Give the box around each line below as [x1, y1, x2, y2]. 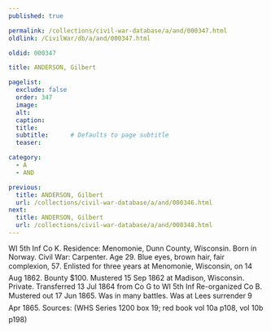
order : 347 [15, 94, 53, 102]
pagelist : [8, 78, 42, 86]
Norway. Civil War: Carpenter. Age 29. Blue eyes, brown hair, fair [8, 251, 225, 261]
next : [8, 206, 27, 214]
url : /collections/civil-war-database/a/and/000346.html [15, 199, 213, 207]
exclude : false [15, 86, 68, 94]
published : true [8, 11, 63, 20]
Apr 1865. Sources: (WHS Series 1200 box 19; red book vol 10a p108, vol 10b [8, 303, 264, 312]
